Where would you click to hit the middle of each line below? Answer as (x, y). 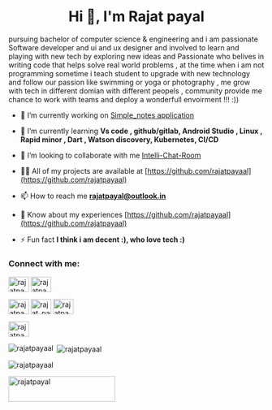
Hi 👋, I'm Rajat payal (136, 17)
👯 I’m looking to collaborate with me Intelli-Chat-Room (110, 155)
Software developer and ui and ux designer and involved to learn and (124, 47)
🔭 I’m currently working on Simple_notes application (107, 115)
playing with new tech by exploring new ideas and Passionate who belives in (136, 56)
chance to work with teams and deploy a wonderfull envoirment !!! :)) (124, 99)
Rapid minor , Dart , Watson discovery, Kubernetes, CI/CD (119, 139)
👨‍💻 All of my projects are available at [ (84, 170)
